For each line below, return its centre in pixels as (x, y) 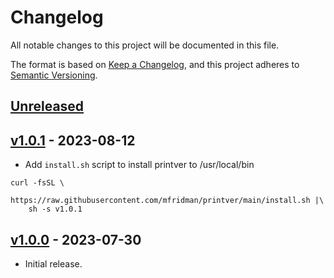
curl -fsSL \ (37, 183)
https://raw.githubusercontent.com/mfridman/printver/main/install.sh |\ (167, 201)
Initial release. (53, 263)
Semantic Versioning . (54, 75)
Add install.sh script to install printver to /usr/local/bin (139, 165)
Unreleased (47, 106)
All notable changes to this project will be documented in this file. (145, 45)
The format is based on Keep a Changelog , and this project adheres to (155, 64)
